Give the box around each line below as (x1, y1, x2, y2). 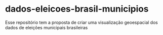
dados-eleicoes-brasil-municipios (5, 3, 149, 15)
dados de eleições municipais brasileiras (5, 24, 88, 30)
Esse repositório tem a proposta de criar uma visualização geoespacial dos (5, 19, 158, 25)
